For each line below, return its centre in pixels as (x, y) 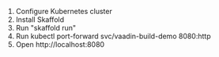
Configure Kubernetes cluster (64, 11)
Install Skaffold (40, 20)
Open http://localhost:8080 (60, 45)
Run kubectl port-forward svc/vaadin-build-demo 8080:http (113, 36)
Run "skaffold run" (46, 28)
